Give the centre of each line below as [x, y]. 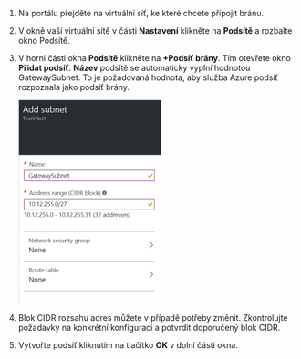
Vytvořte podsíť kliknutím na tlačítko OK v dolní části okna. [128, 345]
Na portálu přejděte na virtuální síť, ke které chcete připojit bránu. [141, 13]
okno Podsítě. [44, 41]
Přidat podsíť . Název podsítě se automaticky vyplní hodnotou [134, 68]
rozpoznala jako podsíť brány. [74, 87]
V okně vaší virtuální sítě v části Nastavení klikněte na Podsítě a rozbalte [155, 31]
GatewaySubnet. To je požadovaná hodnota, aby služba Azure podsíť [148, 77]
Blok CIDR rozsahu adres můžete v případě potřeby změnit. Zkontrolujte [153, 318]
